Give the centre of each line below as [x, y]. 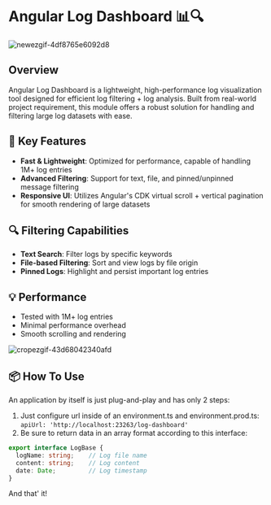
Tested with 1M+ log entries [67, 317]
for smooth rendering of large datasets [85, 204]
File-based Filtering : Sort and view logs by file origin [109, 263]
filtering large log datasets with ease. [70, 115]
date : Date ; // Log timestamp [82, 470]
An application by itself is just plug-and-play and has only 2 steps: [119, 400]
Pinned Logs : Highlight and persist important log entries [114, 272]
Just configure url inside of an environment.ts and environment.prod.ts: [140, 416]
